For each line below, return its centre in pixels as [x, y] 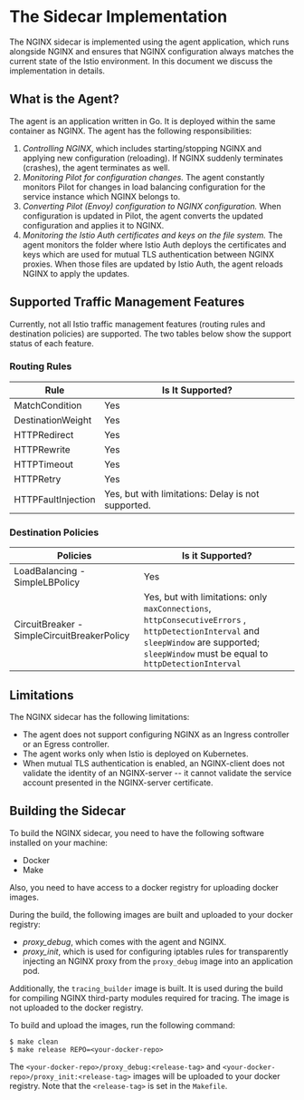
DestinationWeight [53, 420]
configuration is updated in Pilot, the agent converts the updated [143, 216]
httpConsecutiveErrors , [195, 620]
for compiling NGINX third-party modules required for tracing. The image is [149, 998]
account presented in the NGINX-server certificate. [118, 783]
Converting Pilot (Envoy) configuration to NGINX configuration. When [152, 206]
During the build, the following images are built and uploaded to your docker [152, 914]
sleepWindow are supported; [202, 643]
